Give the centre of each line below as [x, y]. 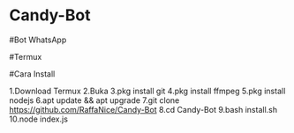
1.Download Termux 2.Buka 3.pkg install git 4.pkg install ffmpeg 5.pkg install [147, 91]
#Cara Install [32, 74]
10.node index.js [39, 119]
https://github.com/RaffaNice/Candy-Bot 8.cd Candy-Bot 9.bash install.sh [143, 109]
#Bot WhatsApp [38, 40]
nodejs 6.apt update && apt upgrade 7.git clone [94, 100]
